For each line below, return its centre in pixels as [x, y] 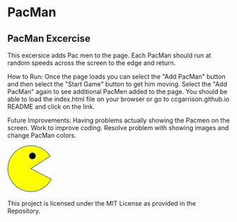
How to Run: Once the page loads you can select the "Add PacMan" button [116, 76]
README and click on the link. [51, 106]
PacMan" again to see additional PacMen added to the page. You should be [117, 92]
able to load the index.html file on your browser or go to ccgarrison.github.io [118, 99]
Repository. [24, 211]
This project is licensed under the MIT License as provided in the [102, 203]
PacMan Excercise [49, 39]
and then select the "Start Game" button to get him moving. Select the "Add [117, 84]
